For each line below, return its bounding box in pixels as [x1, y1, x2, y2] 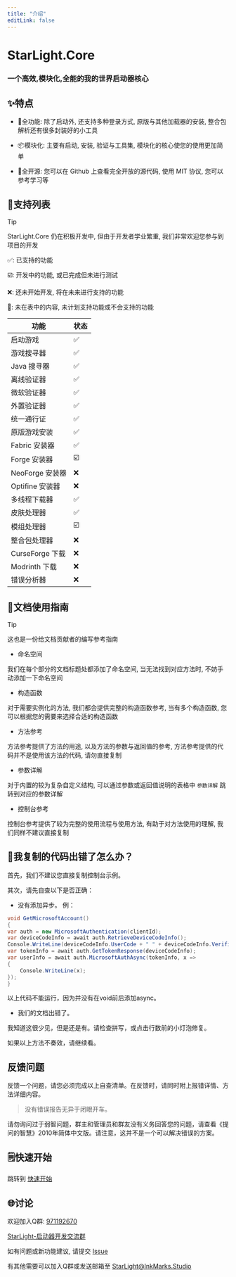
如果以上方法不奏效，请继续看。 [7, 1038, 100, 1047]
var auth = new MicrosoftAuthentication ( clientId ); [7, 928, 162, 935]
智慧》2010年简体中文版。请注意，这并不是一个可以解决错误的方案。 [19, 1129, 218, 1137]
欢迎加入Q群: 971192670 [7, 1216, 77, 1225]
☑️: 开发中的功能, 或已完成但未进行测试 [7, 271, 118, 279]
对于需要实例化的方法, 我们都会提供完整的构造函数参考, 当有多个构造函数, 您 [7, 704, 227, 712]
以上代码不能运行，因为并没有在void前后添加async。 [7, 993, 160, 1003]
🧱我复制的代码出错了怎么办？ [7, 851, 133, 863]
